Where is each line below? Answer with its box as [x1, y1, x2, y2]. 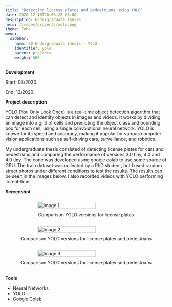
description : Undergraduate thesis [5, 17, 81, 22]
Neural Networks [12, 285, 49, 291]
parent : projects [14, 50, 52, 55]
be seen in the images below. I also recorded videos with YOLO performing [5, 173, 163, 179]
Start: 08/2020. [5, 79, 38, 85]
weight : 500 [14, 55, 40, 60]
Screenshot [5, 189, 31, 195]
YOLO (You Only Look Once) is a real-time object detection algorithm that [5, 109, 160, 115]
